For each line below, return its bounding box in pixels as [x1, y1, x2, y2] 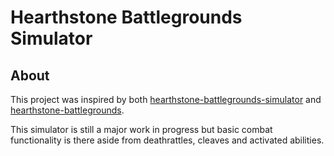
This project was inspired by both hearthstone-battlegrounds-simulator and [10, 94, 322, 105]
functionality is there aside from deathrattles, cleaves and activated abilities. [10, 134, 325, 146]
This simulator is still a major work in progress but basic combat [10, 124, 273, 135]
